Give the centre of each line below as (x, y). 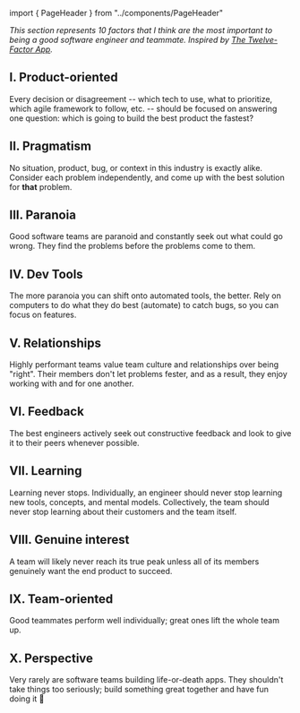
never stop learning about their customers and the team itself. (123, 511)
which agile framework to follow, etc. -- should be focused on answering (143, 108)
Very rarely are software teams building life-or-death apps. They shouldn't (146, 680)
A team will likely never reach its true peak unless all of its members (134, 561)
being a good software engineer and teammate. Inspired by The (128, 40)
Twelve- (262, 40)
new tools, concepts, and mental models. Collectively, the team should (140, 502)
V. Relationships (55, 343)
